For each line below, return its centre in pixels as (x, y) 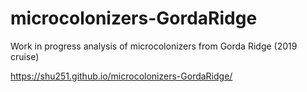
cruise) (25, 56)
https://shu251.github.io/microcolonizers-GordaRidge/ (121, 76)
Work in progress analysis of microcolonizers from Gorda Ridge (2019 (154, 46)
